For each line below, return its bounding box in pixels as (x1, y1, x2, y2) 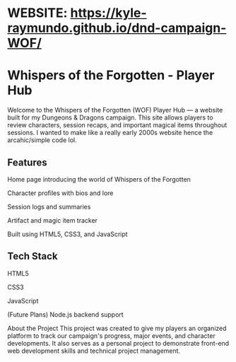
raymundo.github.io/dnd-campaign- (7, 20, 227, 36)
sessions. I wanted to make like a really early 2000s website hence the (7, 129, 213, 137)
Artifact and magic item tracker (7, 216, 98, 224)
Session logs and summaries (7, 202, 91, 211)
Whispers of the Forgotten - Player (7, 67, 215, 83)
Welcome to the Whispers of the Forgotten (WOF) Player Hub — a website (7, 106, 223, 115)
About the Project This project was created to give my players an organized (7, 324, 228, 332)
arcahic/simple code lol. (7, 136, 77, 144)
